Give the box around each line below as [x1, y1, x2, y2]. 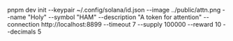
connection [7, 20, 40, 28]
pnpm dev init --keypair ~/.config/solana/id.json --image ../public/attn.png [7, 6, 221, 14]
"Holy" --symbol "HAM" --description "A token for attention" [27, 13, 202, 21]
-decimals [7, 27, 36, 36]
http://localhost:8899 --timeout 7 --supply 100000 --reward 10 [40, 20, 222, 28]
